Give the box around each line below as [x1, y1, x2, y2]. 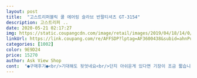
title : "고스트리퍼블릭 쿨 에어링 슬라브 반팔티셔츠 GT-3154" [6, 14, 141, 20]
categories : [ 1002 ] [6, 42, 54, 48]
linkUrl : [6, 36, 28, 42]
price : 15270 [6, 52, 38, 58]
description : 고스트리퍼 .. [6, 19, 69, 25]
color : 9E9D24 [6, 47, 41, 53]
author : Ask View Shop [6, 57, 62, 63]
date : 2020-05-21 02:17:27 [6, 25, 72, 31]
